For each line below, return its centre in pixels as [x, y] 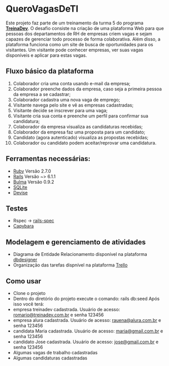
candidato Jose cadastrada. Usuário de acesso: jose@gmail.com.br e [86, 342]
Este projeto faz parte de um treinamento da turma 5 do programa [75, 23]
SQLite [20, 187]
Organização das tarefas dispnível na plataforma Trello [70, 265]
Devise [20, 192]
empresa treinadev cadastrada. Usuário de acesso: [66, 309]
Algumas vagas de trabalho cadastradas [55, 353]
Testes [17, 208]
